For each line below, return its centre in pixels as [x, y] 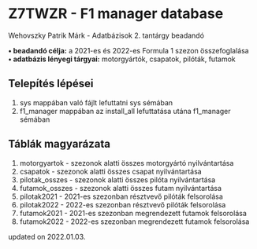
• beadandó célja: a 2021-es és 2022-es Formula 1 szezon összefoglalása [129, 50]
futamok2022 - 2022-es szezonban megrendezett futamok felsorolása [134, 222]
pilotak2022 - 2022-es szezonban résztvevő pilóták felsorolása [123, 204]
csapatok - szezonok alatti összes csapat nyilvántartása [111, 171]
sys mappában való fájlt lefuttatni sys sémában [96, 102]
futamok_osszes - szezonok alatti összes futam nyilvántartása [121, 188]
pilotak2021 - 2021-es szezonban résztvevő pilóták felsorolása [121, 196]
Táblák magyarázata [59, 144]
